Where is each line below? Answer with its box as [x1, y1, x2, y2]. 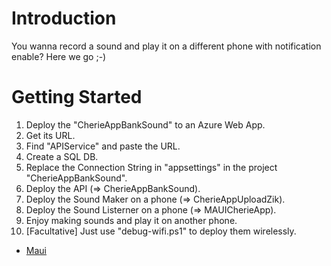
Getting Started [11, 86, 143, 109]
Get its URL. [25, 129, 76, 141]
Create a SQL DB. [25, 150, 99, 162]
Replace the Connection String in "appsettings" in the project [25, 161, 278, 173]
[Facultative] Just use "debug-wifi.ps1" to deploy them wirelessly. [25, 225, 297, 237]
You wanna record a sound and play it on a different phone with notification [11, 40, 322, 52]
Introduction [11, 7, 117, 30]
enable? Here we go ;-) [11, 50, 107, 62]
